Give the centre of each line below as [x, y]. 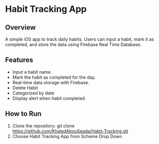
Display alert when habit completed [49, 98]
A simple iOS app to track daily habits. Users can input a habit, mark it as [79, 39]
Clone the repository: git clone [43, 126]
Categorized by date [33, 93]
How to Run [23, 114]
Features [19, 60]
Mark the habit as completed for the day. [54, 77]
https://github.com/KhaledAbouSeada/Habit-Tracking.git [70, 131]
